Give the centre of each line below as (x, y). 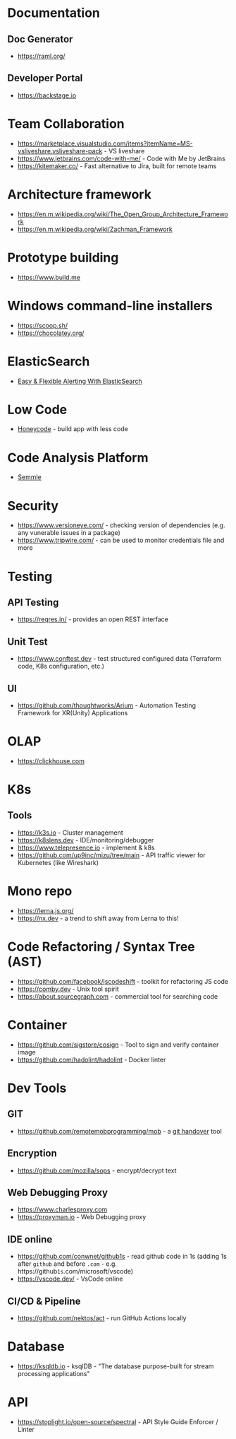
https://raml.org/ (41, 56)
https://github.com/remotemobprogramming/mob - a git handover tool (119, 1131)
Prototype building (63, 258)
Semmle (30, 477)
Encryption (32, 1153)
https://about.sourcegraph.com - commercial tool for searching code (118, 996)
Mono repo (40, 891)
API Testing (33, 602)
